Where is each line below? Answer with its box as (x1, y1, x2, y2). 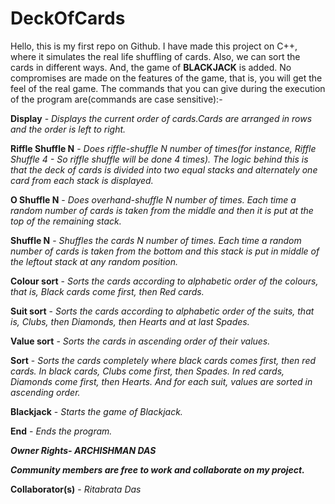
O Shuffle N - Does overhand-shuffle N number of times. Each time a (10, 193, 297, 206)
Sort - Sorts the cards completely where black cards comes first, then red (10, 354, 317, 366)
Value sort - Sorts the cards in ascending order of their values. (10, 335, 271, 347)
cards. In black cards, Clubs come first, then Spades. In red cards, (10, 365, 285, 377)
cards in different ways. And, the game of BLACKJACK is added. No (10, 61, 292, 73)
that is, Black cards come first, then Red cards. (10, 285, 205, 297)
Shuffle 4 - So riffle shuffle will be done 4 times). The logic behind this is (10, 153, 309, 165)
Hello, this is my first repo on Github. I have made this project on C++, (10, 40, 298, 52)
